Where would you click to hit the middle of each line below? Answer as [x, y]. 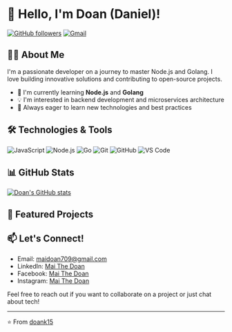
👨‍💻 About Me [36, 55]
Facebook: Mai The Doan [53, 273]
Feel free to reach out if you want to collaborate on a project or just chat [109, 294]
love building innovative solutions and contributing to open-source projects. [115, 79]
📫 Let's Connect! [46, 238]
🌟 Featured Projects [50, 214]
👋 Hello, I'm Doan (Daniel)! [84, 14]
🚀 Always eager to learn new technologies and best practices [104, 107]
